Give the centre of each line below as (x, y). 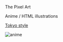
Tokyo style (16, 25)
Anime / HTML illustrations (31, 16)
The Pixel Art (18, 7)
